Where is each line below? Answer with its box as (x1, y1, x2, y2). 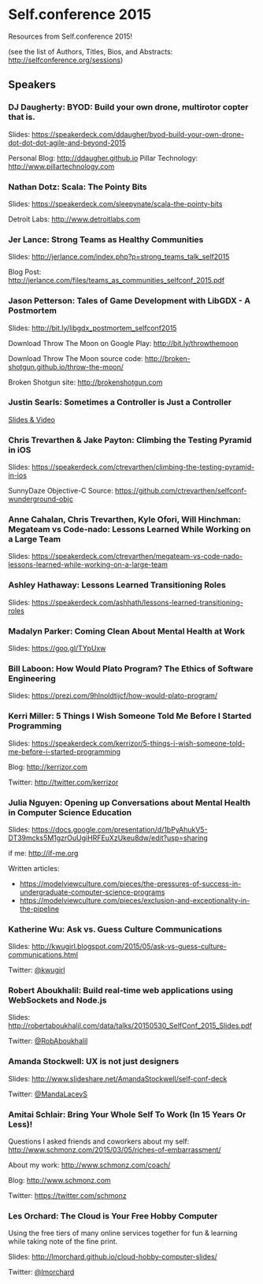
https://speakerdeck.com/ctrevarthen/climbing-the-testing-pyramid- (31, 463, 255, 472)
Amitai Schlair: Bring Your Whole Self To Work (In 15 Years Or (8, 1109, 246, 1120)
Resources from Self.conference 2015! (8, 32, 132, 41)
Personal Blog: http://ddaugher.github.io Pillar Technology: (8, 153, 198, 162)
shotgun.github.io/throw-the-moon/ (8, 362, 124, 371)
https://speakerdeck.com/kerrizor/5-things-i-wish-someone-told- (31, 739, 246, 748)
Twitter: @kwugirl (8, 966, 65, 975)
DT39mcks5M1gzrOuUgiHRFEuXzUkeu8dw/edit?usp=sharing (8, 833, 209, 843)
